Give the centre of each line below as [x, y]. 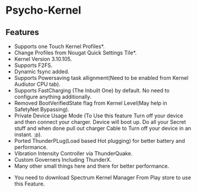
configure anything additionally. [53, 97]
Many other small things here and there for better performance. [92, 166]
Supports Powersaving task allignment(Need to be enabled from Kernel [101, 78]
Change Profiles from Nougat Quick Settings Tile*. [75, 53]
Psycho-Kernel [43, 10]
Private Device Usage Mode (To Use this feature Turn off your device [99, 116]
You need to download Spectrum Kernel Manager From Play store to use [102, 177]
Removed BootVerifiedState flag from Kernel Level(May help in [90, 103]
